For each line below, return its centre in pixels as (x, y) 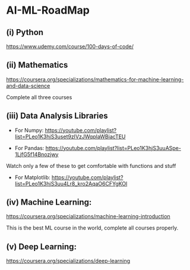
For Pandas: (29, 148)
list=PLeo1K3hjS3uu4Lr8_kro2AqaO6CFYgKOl (71, 183)
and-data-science (28, 85)
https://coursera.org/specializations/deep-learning (68, 261)
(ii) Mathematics (37, 65)
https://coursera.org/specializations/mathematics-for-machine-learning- (95, 79)
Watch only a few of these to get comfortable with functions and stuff (91, 166)
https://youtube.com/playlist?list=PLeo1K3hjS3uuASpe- (113, 148)
